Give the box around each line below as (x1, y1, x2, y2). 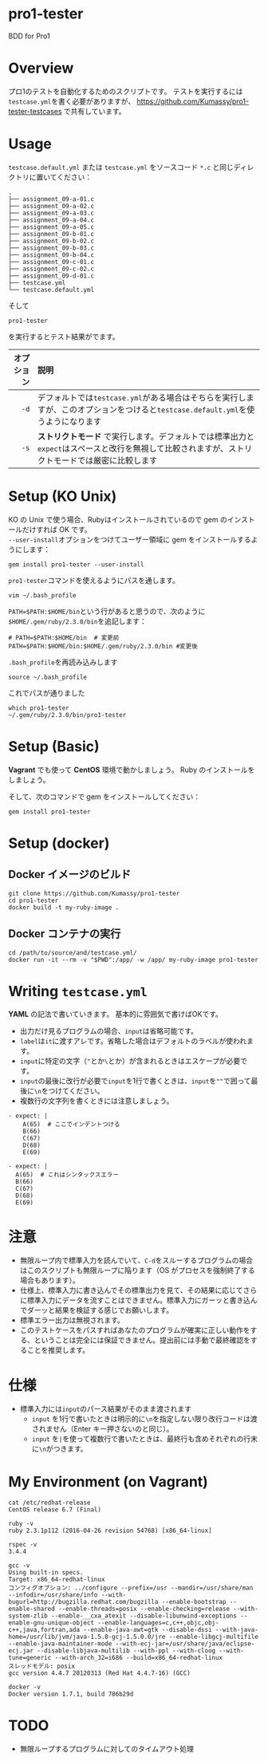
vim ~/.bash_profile (8, 591, 77, 599)
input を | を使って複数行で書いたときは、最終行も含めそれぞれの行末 (31, 1434, 258, 1444)
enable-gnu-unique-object (8, 1619, 94, 1627)
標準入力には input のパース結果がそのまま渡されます (19, 1404, 191, 1414)
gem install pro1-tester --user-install (8, 560, 145, 569)
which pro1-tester (8, 703, 69, 712)
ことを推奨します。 (26, 1345, 90, 1355)
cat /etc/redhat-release (8, 1499, 91, 1507)
